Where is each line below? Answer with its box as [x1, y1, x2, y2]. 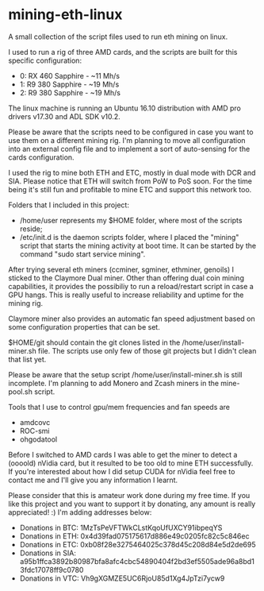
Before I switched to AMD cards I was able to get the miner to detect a [8, 450, 238, 459]
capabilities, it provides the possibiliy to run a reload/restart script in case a [8, 281, 254, 291]
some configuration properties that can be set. [8, 322, 160, 331]
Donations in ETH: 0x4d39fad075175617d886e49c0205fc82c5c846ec [19, 531, 250, 541]
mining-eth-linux [8, 6, 123, 24]
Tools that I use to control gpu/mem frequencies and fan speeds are [8, 402, 231, 411]
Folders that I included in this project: [8, 200, 129, 210]
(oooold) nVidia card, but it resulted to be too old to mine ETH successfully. [8, 458, 254, 468]
